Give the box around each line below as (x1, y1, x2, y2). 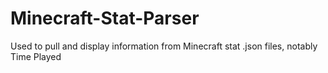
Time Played (10, 50, 62, 62)
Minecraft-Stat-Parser (10, 7, 200, 30)
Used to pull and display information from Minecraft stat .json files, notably (10, 40, 318, 52)
